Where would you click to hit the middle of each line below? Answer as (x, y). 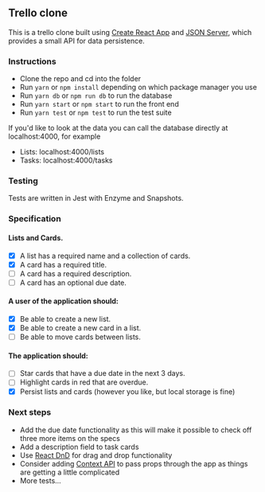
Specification (35, 219)
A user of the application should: (64, 301)
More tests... (40, 480)
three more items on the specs (70, 438)
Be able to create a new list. (65, 318)
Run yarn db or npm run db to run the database (96, 96)
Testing (23, 181)
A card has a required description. (76, 273)
